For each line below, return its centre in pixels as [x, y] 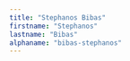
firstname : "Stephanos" [54, 26]
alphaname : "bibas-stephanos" [66, 43]
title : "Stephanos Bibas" [57, 17]
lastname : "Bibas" [43, 34]
